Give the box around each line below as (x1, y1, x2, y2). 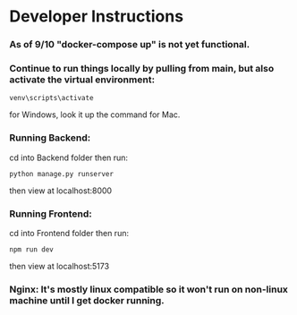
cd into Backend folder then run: (9, 152, 128, 163)
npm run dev (9, 245, 54, 254)
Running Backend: (9, 132, 91, 144)
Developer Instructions (9, 6, 184, 27)
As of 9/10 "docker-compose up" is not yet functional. (9, 38, 250, 51)
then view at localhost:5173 (9, 261, 110, 271)
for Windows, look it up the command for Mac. (9, 109, 181, 120)
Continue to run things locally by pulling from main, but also (9, 63, 275, 75)
